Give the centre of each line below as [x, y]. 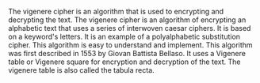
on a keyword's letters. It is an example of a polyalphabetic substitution [124, 36]
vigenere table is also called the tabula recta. [81, 70]
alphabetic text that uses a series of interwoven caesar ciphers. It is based [130, 28]
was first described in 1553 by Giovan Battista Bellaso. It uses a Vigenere [127, 53]
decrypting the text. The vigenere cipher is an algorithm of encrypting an [127, 20]
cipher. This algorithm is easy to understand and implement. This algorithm [130, 45]
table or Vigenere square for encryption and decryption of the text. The [124, 62]
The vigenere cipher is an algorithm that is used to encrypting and [116, 11]
